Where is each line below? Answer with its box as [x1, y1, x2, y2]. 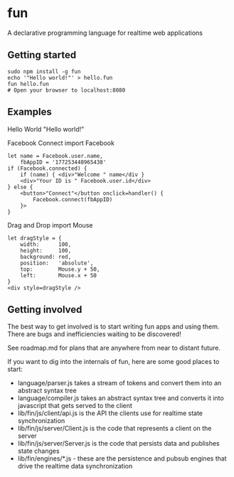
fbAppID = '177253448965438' [20, 159, 107, 166]
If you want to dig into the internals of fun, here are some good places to [7, 358, 220, 366]
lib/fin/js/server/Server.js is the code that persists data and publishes [17, 439, 220, 448]
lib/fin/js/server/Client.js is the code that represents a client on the [17, 424, 212, 433]
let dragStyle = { [7, 235, 62, 242]
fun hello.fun [7, 80, 50, 87]
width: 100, [20, 240, 72, 248]
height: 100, [20, 247, 72, 254]
